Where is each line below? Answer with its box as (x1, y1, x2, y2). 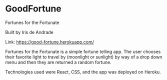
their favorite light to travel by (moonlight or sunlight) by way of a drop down (5, 53, 162, 60)
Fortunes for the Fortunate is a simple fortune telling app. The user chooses (5, 48, 161, 54)
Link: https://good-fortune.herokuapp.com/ (5, 38, 94, 45)
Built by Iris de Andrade (5, 29, 53, 35)
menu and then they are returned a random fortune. (5, 59, 111, 65)
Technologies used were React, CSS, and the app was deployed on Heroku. (5, 68, 161, 75)
